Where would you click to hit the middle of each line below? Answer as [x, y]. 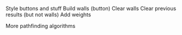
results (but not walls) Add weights [48, 15]
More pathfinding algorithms [41, 26]
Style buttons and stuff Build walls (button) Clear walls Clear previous [91, 8]
